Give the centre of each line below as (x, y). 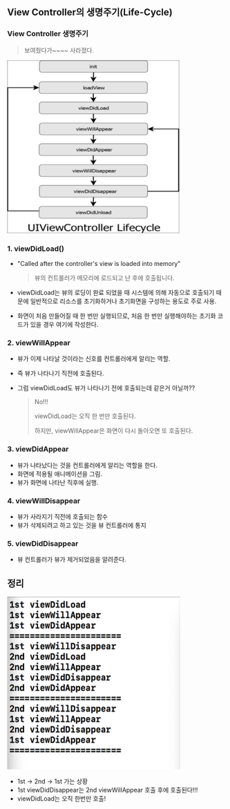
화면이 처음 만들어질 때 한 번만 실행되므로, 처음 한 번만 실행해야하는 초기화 (116, 316)
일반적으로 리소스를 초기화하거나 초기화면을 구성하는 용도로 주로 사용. (123, 301)
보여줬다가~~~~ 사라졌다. (59, 50)
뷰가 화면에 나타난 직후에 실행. (58, 482)
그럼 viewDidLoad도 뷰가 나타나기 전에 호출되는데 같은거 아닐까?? (106, 388)
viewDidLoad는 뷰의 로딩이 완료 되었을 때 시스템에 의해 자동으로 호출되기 (116, 292)
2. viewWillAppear (39, 343)
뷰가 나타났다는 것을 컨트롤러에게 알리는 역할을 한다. (87, 465)
